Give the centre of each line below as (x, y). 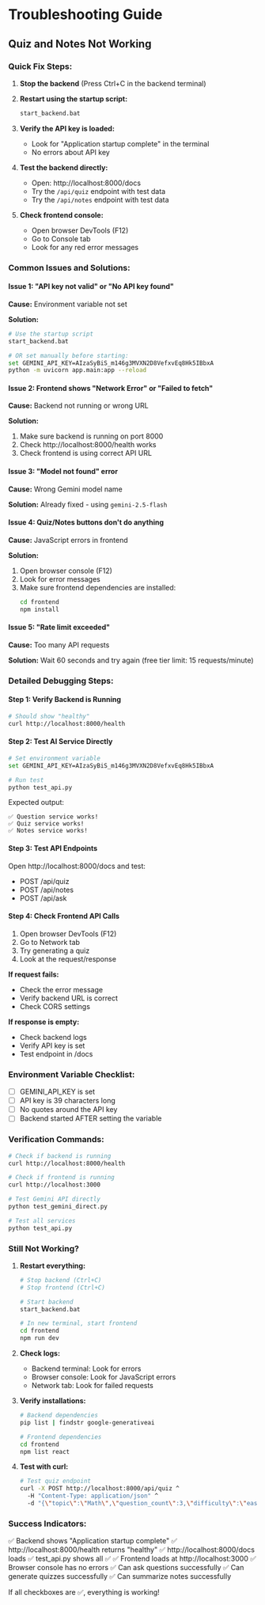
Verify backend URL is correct (69, 998)
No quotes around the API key (68, 1110)
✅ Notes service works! (48, 831)
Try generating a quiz (55, 950)
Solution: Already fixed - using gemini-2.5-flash (88, 504)
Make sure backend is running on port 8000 (91, 436)
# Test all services (42, 1220)
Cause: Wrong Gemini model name (65, 489)
